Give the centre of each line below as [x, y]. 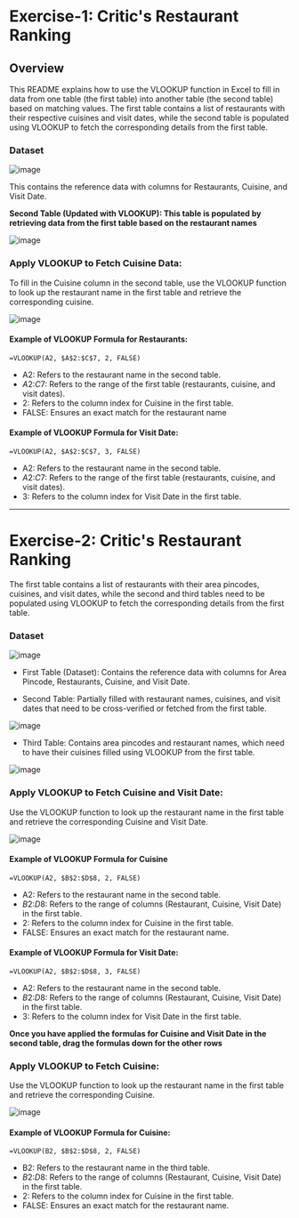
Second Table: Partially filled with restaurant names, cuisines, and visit [151, 699]
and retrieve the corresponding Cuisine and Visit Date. [109, 821]
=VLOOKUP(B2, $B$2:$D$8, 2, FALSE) [75, 1151]
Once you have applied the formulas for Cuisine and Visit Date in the [138, 1033]
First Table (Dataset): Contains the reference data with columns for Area [154, 673]
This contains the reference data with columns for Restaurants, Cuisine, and [148, 187]
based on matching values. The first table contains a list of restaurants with [147, 108]
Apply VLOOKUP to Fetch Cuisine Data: [96, 263]
